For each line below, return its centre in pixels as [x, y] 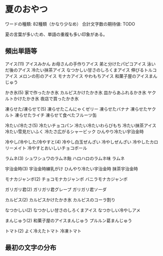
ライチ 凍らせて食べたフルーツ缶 [64, 115]
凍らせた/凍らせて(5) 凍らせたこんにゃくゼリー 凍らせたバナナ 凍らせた [76, 109]
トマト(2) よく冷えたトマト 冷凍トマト [43, 231]
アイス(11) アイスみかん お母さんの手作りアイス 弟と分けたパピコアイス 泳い [80, 64]
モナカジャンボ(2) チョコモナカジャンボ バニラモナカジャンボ [66, 179]
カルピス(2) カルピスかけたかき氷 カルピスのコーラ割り [60, 199]
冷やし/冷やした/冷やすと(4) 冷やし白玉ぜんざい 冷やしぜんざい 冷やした [77, 142]
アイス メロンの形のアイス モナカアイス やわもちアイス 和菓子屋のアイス [77, 76]
